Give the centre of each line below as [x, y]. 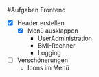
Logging [49, 53]
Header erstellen [41, 23]
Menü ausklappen [53, 31]
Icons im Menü [48, 68]
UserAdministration [65, 38]
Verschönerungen [43, 60]
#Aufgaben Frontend [36, 10]
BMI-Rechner [56, 46]
